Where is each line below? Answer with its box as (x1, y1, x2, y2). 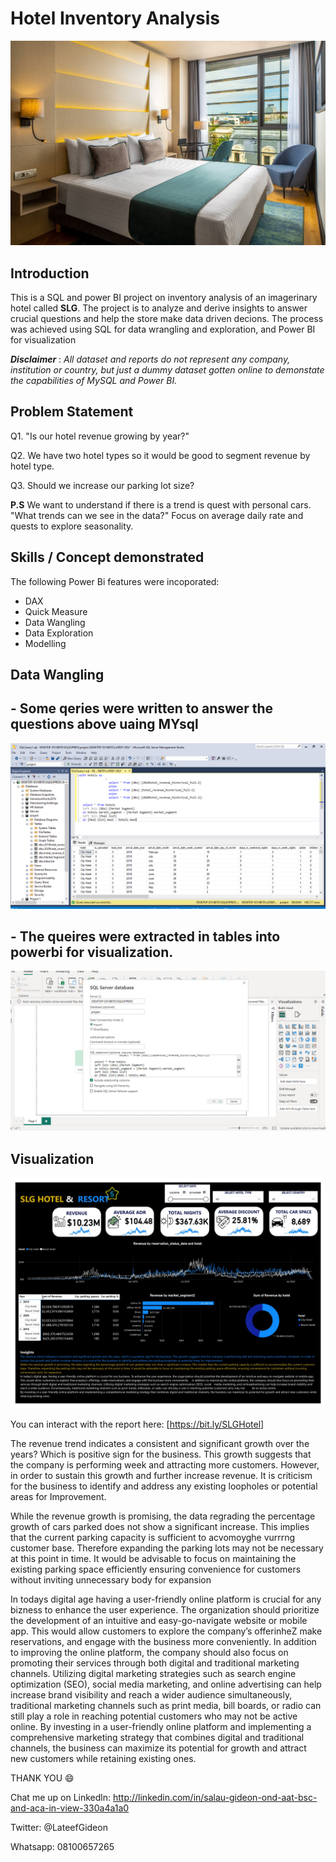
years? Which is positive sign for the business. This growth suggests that (10, 1448, 312, 1461)
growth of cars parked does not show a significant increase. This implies (10, 1521, 310, 1533)
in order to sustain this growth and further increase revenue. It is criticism (10, 1470, 313, 1482)
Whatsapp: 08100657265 (10, 1841, 115, 1853)
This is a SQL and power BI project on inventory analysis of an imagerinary (10, 292, 318, 304)
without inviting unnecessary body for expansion (10, 1574, 212, 1586)
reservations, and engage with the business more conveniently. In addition (10, 1636, 317, 1648)
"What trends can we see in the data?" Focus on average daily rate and (10, 509, 304, 521)
